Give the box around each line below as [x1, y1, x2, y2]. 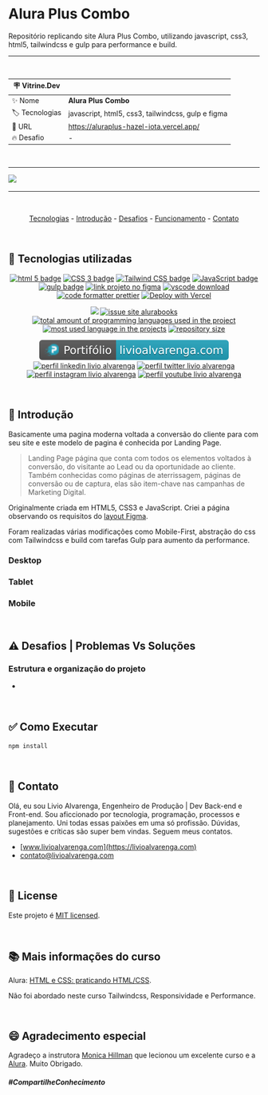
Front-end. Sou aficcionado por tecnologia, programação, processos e [8, 809, 241, 819]
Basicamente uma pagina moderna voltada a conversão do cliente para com [8, 429, 259, 439]
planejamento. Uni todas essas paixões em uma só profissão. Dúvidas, [8, 818, 241, 827]
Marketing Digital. [27, 487, 86, 496]
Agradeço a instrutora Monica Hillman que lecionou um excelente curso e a [8, 1050, 256, 1060]
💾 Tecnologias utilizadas [8, 253, 132, 266]
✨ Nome [11, 95, 40, 105]
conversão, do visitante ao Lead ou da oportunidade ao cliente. [27, 461, 236, 472]
